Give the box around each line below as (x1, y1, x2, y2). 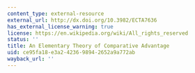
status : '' (7, 36, 39, 43)
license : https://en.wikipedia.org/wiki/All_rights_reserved (7, 29, 189, 37)
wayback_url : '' (7, 56, 54, 63)
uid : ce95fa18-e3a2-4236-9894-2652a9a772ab (7, 49, 136, 56)
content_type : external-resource (7, 10, 104, 17)
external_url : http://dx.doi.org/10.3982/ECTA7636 (7, 17, 157, 24)
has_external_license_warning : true (7, 23, 114, 30)
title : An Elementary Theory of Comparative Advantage (7, 42, 170, 49)
